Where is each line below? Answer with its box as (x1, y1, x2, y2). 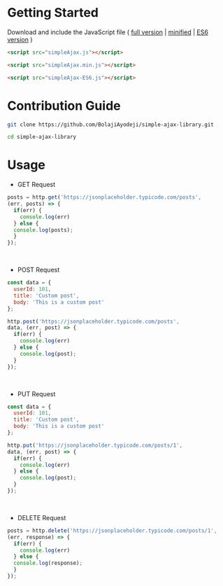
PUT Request (17, 389, 56, 398)
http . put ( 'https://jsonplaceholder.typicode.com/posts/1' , (7, 442, 183, 449)
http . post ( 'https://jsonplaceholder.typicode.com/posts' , (7, 318, 180, 325)
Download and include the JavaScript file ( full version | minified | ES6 (7, 27, 208, 36)
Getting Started (7, 5, 99, 21)
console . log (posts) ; (13, 226, 73, 233)
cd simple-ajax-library (7, 134, 77, 141)
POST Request (17, 265, 60, 274)
